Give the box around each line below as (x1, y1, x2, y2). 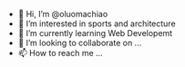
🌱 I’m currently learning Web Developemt (17, 28, 173, 38)
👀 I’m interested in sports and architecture (17, 18, 176, 29)
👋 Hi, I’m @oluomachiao (17, 9, 108, 19)
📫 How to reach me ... (17, 48, 103, 58)
